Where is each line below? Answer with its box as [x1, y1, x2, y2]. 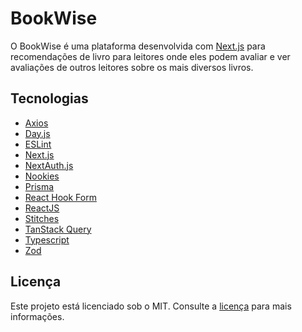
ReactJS [24, 202, 60, 214]
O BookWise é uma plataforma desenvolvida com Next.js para [10, 40, 266, 52]
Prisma [24, 180, 55, 192]
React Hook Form [24, 191, 97, 203]
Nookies [24, 170, 60, 182]
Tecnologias [10, 90, 89, 107]
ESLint [24, 138, 52, 150]
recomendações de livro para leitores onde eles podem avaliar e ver [10, 50, 291, 62]
